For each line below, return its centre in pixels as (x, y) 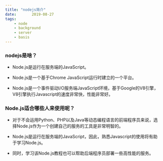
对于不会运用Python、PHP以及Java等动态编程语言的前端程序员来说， (83, 120)
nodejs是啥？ (21, 55)
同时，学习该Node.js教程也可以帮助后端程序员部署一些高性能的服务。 (83, 153)
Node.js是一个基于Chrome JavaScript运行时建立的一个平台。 (74, 78)
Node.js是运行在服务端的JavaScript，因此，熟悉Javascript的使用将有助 (85, 137)
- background (27, 28)
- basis (22, 38)
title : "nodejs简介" (25, 10)
